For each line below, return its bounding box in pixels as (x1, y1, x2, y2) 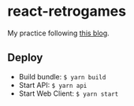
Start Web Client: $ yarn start (18, 89, 119, 98)
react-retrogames (7, 2, 127, 20)
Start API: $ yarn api (18, 80, 87, 90)
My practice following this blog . (7, 28, 110, 38)
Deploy (7, 51, 43, 64)
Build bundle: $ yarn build (18, 71, 106, 81)
